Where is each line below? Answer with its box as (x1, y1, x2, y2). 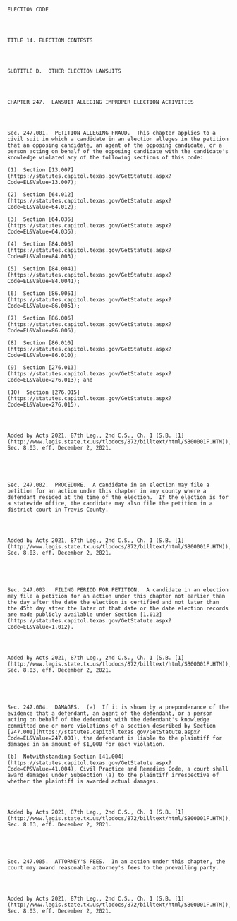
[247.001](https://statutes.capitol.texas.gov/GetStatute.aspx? (7, 728, 200, 735)
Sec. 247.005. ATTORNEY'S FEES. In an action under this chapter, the (7, 858, 226, 865)
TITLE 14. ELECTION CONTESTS (7, 37, 93, 44)
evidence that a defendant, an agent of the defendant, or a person (7, 710, 213, 717)
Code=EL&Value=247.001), (7, 735, 80, 742)
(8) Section (7, 339, 46, 347)
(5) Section (7, 265, 46, 272)
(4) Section (7, 241, 46, 248)
